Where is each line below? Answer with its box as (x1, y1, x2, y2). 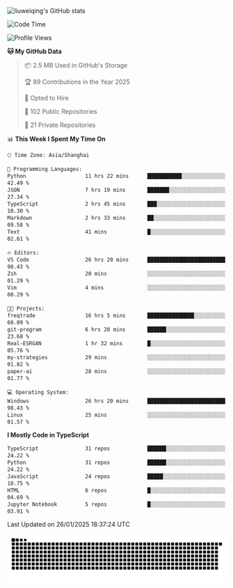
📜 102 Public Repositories (24, 107, 97, 115)
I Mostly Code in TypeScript (7, 431, 89, 439)
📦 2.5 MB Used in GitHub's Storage (24, 61, 128, 69)
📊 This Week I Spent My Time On (7, 135, 106, 143)
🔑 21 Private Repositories (24, 121, 96, 129)
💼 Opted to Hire (24, 94, 70, 102)
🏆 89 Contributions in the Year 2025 (24, 77, 131, 86)
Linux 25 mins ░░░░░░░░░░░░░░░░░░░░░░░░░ (7, 412, 226, 419)
